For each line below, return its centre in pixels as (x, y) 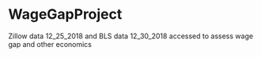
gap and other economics (50, 44)
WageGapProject (65, 14)
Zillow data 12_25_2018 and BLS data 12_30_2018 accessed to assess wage (131, 36)
